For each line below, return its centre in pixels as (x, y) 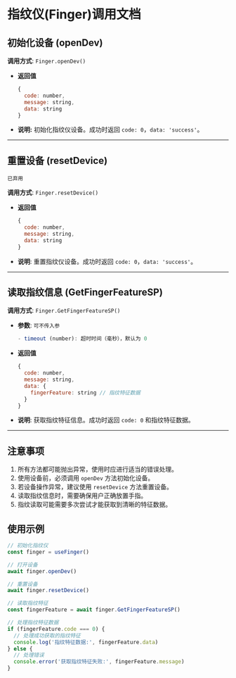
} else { (20, 648)
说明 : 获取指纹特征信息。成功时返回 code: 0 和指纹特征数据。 (106, 420)
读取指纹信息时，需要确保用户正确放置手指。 (82, 496)
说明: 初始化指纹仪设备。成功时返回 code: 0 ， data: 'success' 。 (110, 130)
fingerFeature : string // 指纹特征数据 (85, 393)
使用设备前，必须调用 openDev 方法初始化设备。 (86, 478)
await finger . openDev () (42, 571)
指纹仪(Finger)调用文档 (74, 14)
